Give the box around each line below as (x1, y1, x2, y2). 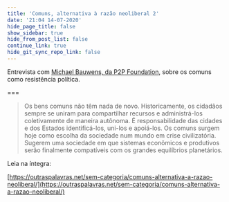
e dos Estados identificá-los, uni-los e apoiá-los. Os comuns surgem (24, 124, 220, 132)
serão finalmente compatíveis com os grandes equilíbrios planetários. (24, 146, 223, 154)
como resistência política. (7, 75, 81, 83)
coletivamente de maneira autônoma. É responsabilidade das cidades (24, 116, 223, 125)
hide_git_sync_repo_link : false (7, 49, 100, 56)
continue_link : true (7, 42, 67, 49)
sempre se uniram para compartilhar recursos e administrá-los (24, 109, 203, 118)
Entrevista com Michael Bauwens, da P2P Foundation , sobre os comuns (7, 67, 212, 76)
